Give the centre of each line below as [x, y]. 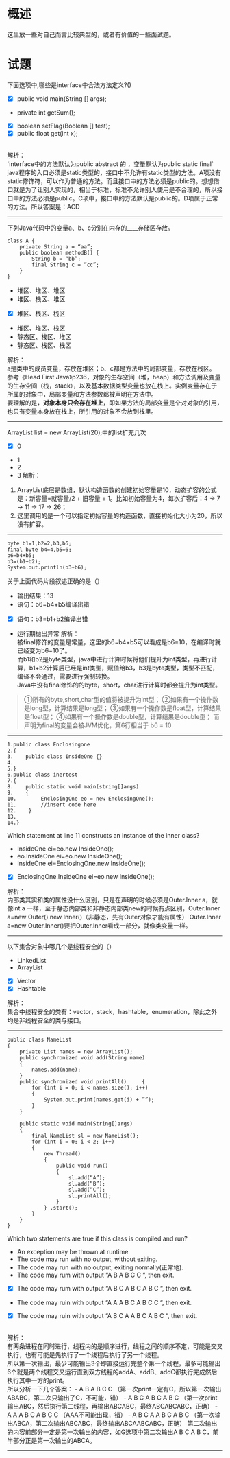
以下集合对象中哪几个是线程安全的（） [61, 947]
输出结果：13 [35, 596]
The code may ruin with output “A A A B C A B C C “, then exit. [104, 1302]
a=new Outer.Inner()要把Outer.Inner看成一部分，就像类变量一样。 [99, 926]
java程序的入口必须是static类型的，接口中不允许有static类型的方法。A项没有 [114, 173]
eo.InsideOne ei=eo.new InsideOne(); [70, 856]
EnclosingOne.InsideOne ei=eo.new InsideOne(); [86, 877]
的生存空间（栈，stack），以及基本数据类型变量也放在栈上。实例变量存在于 [112, 386]
